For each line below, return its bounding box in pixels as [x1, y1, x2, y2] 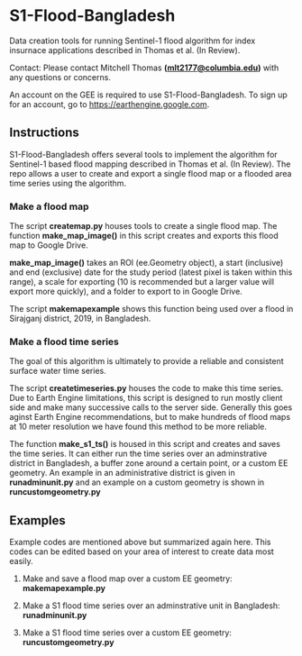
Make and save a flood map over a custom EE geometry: [22, 573, 233, 584]
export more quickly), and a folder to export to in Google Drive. [9, 286, 243, 297]
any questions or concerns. [9, 71, 111, 82]
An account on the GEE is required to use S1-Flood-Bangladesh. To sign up [9, 89, 288, 100]
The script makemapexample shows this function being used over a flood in [9, 304, 294, 314]
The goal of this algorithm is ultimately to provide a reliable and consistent [9, 356, 284, 367]
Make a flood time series [9, 335, 120, 348]
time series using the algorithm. [9, 178, 127, 188]
